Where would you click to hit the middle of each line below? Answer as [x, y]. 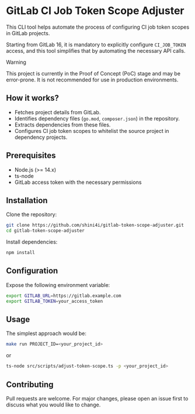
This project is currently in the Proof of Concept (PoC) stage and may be [93, 73]
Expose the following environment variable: [58, 285]
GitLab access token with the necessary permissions [78, 182]
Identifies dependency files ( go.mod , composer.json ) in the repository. [97, 118]
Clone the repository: [32, 214]
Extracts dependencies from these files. [62, 125]
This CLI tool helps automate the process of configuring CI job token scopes [98, 27]
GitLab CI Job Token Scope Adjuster [95, 11]
